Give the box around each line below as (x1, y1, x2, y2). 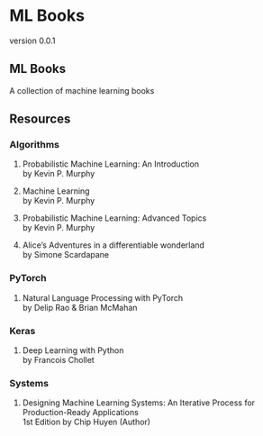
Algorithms (9, 139, 60, 151)
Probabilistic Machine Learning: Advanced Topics (22, 213, 207, 223)
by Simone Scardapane (22, 250, 110, 260)
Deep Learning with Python (22, 345, 124, 356)
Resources (9, 112, 71, 127)
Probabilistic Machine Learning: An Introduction (22, 159, 200, 169)
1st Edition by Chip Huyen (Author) (22, 416, 151, 428)
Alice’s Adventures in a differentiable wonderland (22, 240, 205, 250)
